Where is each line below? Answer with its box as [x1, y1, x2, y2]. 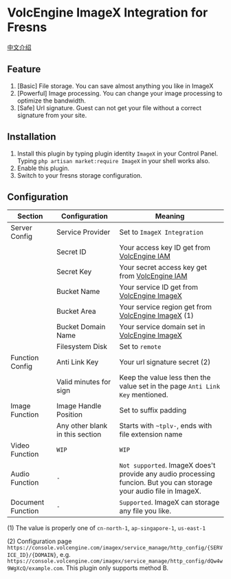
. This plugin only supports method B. [62, 564, 169, 572]
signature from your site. [16, 111, 87, 119]
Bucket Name [56, 287, 100, 297]
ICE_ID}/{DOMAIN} [7, 552, 57, 559]
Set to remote [119, 342, 162, 352]
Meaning [155, 211, 185, 221]
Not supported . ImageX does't [119, 461, 216, 470]
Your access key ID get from [119, 243, 211, 253]
